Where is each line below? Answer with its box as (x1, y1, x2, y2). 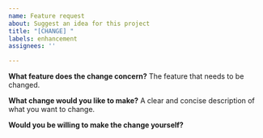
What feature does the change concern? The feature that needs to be (8, 71, 244, 81)
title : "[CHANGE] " (8, 27, 74, 35)
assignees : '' (8, 42, 57, 50)
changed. (8, 80, 40, 90)
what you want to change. (8, 105, 95, 114)
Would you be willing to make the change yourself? (8, 120, 184, 130)
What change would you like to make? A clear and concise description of (8, 96, 255, 106)
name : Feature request (8, 11, 85, 20)
